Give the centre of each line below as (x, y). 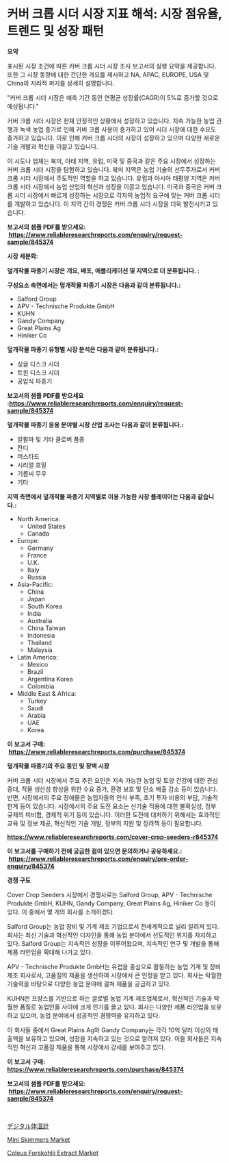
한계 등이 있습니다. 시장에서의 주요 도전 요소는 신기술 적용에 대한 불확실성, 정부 (112, 806)
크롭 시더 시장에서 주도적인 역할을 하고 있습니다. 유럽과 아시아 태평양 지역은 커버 (114, 178)
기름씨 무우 (32, 473)
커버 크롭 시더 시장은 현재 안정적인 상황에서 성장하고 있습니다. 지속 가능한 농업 (111, 121)
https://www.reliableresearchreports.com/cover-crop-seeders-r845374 (113, 837)
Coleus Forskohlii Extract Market (53, 1153)
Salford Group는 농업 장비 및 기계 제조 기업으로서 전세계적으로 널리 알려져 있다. (113, 926)
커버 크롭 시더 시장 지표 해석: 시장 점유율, (114, 14)
